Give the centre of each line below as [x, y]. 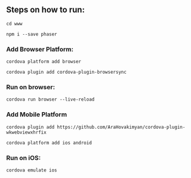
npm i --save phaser [32, 34]
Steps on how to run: [46, 10]
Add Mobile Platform [37, 114]
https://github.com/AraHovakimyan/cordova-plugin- [121, 127]
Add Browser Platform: [40, 49]
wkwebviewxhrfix [26, 132]
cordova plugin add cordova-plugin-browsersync [67, 72]
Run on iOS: [24, 158]
